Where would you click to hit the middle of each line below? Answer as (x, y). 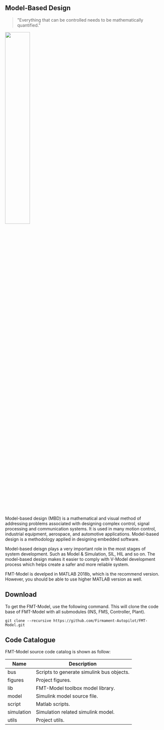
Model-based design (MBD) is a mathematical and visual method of (73, 518)
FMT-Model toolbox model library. (75, 688)
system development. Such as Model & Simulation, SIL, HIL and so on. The (80, 554)
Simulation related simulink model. (75, 712)
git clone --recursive (28, 621)
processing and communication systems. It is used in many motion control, (81, 528)
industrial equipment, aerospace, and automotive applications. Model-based (82, 534)
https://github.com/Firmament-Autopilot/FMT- (100, 621)
